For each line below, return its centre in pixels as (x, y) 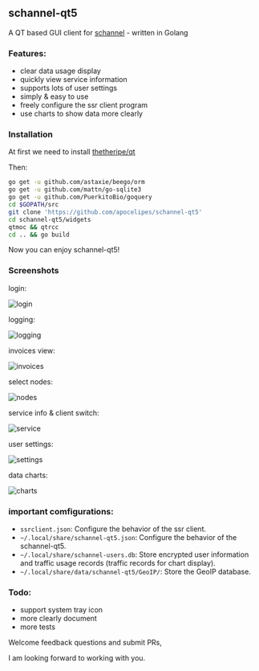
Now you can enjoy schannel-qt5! (64, 250)
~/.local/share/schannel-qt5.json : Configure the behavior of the (128, 537)
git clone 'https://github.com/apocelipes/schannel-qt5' (105, 212)
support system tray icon (61, 610)
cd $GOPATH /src (34, 205)
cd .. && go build (39, 235)
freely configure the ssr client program (84, 105)
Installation (31, 134)
